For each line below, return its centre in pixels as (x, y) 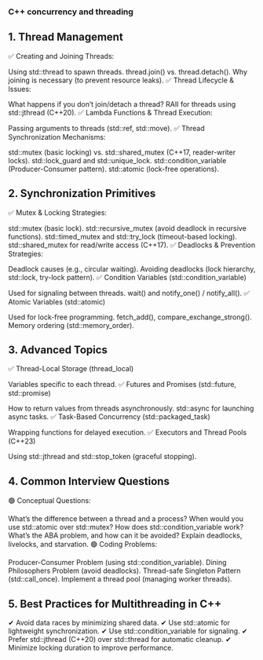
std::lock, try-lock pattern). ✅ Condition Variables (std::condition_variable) (128, 277)
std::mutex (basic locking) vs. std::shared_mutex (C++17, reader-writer (122, 152)
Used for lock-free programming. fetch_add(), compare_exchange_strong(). (130, 317)
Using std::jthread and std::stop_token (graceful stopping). (102, 457)
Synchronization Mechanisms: (57, 137)
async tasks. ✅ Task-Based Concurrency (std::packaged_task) (109, 417)
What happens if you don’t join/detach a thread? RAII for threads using (122, 104)
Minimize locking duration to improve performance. (91, 647)
